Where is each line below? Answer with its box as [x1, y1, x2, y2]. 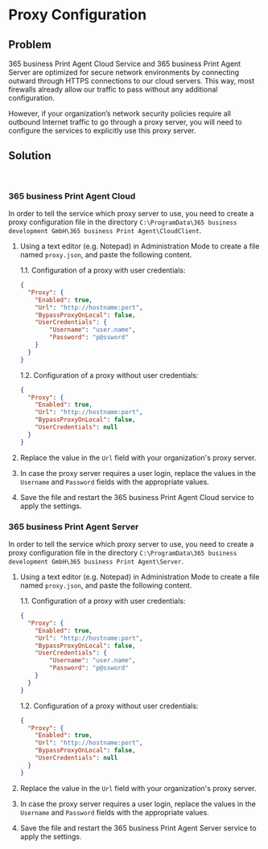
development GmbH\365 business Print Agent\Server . [8, 556, 183, 566]
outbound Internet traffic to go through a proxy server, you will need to [8, 117, 243, 126]
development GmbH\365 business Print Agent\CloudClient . [8, 226, 202, 236]
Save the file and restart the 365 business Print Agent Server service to [19, 822, 257, 833]
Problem [8, 38, 52, 51]
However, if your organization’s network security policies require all [8, 109, 232, 118]
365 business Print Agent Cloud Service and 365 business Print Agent [8, 59, 241, 68]
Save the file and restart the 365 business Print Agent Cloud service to [19, 492, 254, 502]
